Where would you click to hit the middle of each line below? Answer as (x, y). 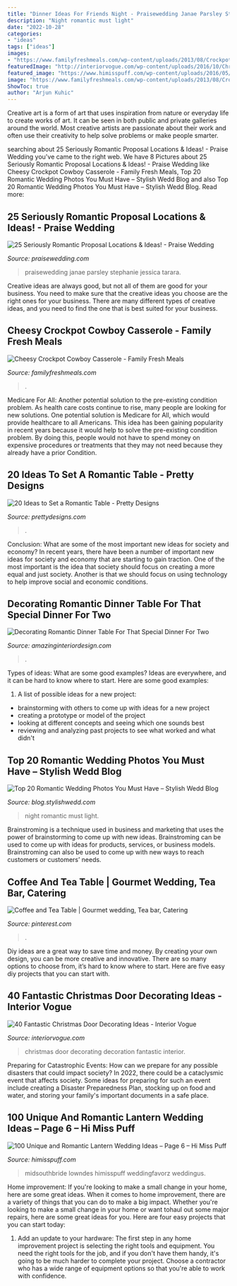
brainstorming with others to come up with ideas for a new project (114, 708)
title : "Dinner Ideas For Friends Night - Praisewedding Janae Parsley (115, 14)
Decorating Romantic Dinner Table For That (104, 603)
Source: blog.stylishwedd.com (51, 802)
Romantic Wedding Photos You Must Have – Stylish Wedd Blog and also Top (118, 179)
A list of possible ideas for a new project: (77, 694)
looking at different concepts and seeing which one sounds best (111, 723)
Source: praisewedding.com (48, 258)
